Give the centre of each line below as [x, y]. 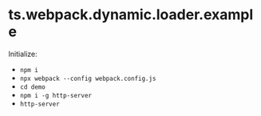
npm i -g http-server [55, 95]
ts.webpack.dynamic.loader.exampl [131, 15]
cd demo [32, 87]
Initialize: [23, 54]
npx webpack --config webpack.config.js [88, 78]
